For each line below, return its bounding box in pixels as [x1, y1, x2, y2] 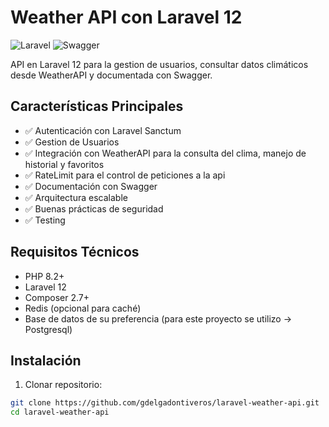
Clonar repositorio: [24, 379, 103, 391]
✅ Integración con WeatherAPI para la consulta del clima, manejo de [24, 147, 307, 159]
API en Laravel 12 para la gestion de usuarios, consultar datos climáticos [10, 58, 309, 70]
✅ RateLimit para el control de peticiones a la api [24, 169, 226, 181]
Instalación [10, 352, 82, 369]
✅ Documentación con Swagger [24, 180, 158, 192]
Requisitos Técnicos [10, 244, 140, 261]
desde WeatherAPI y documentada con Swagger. [10, 69, 213, 81]
